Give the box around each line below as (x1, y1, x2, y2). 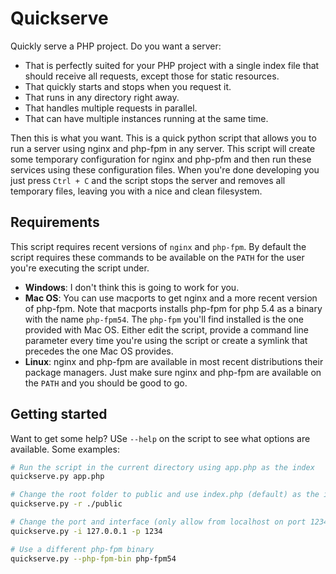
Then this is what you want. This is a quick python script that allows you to (10, 132, 317, 144)
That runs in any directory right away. (24, 91, 180, 103)
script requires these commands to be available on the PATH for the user (10, 251, 305, 263)
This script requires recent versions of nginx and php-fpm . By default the (10, 240, 307, 252)
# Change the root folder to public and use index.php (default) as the (10, 490, 320, 500)
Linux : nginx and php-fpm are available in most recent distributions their (24, 355, 324, 367)
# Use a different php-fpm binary (10, 544, 155, 554)
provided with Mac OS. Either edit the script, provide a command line (24, 323, 309, 336)
